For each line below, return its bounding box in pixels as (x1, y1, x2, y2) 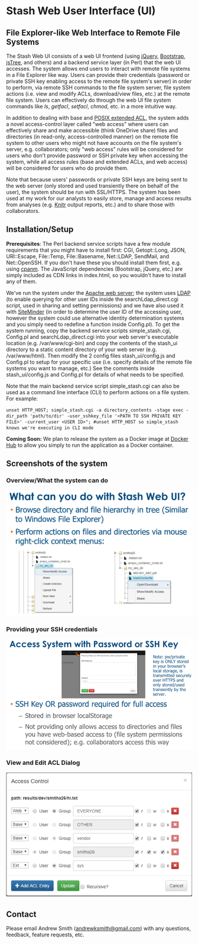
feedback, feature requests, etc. (6, 931, 85, 938)
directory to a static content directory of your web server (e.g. (6, 346, 157, 353)
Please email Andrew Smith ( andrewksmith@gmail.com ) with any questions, (6, 925, 191, 932)
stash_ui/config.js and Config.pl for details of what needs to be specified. (6, 371, 185, 378)
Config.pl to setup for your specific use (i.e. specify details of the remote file (6, 358, 192, 365)
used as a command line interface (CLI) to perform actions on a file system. (6, 388, 190, 395)
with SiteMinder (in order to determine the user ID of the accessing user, (6, 308, 183, 315)
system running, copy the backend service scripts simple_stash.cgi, (6, 327, 171, 334)
